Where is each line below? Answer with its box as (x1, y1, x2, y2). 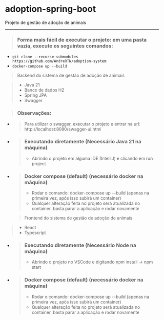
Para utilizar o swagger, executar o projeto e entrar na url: (24, 121, 141, 127)
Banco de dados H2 (24, 87, 64, 93)
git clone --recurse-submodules (12, 55, 78, 60)
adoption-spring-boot (5, 3, 96, 15)
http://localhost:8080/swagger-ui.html (24, 126, 102, 132)
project (31, 160, 46, 167)
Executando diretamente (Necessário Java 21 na (24, 138, 142, 145)
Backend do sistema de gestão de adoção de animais (17, 72, 125, 79)
